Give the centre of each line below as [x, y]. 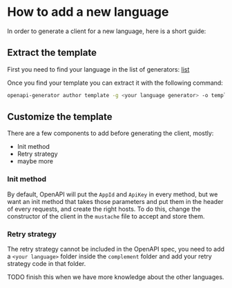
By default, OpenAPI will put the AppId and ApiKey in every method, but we [113, 194]
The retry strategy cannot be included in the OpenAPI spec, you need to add [116, 249]
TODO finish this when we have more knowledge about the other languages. [116, 277]
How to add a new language [88, 12]
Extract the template [52, 53]
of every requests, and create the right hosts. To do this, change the [104, 209]
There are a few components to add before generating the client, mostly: [110, 133]
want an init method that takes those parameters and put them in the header [115, 201]
